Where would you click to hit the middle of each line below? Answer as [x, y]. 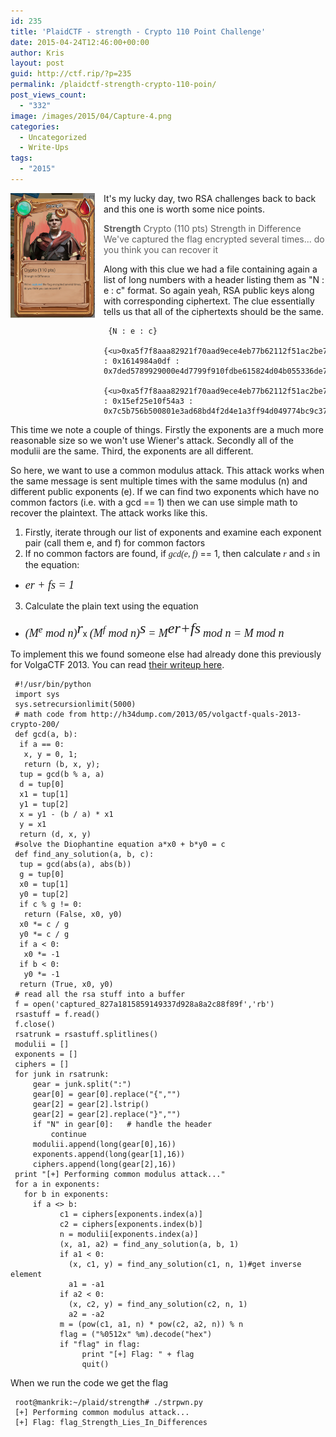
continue [68, 1134]
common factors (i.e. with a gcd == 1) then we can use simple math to [154, 502]
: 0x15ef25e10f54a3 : [148, 401]
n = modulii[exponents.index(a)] [129, 1234]
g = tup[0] [42, 874]
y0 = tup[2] [44, 894]
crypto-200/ [35, 724]
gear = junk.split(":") [82, 1084]
